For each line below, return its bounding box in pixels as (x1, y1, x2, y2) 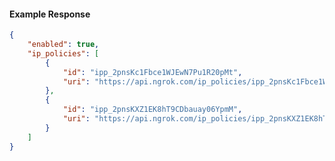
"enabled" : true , (27, 40, 100, 50)
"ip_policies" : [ (27, 48, 100, 59)
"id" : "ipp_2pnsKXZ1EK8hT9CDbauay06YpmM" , (62, 105, 243, 115)
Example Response (9, 8, 91, 20)
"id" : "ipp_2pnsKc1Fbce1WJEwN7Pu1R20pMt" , (62, 67, 243, 77)
